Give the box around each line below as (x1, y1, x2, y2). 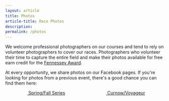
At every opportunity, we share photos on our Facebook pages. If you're (5, 69, 155, 75)
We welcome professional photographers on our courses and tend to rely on (5, 44, 164, 50)
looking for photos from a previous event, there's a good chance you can (5, 75, 157, 81)
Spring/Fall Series (28, 90, 66, 96)
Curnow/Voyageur (107, 90, 145, 96)
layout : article (5, 8, 39, 13)
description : (5, 24, 33, 29)
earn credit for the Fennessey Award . (5, 60, 82, 66)
